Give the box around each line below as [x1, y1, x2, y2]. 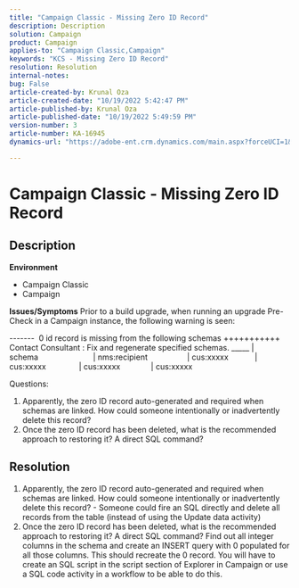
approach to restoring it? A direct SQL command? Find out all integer [21, 530, 274, 541]
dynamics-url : [9, 137, 62, 146]
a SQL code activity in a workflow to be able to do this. [21, 568, 222, 579]
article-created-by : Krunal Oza [9, 87, 129, 96]
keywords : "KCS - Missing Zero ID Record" [9, 54, 169, 63]
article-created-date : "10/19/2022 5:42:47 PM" [9, 95, 190, 105]
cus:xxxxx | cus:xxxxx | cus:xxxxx [9, 360, 193, 371]
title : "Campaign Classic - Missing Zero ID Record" [9, 12, 209, 22]
